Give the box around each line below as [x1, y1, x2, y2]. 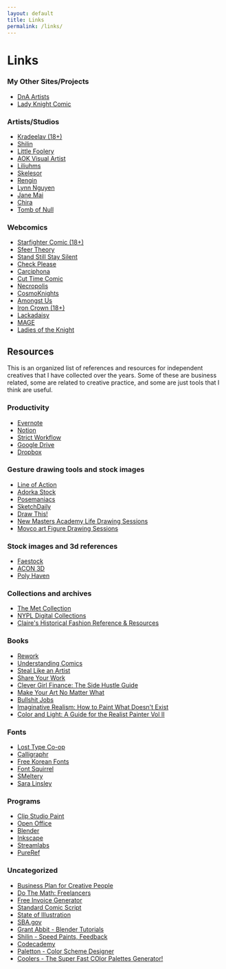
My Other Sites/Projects [7, 77, 89, 87]
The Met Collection [16, 604, 71, 613]
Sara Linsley [16, 779, 52, 788]
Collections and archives [7, 589, 92, 598]
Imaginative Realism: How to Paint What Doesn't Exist [16, 703, 169, 711]
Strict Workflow [16, 433, 62, 442]
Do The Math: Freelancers [16, 889, 91, 897]
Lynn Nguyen [16, 183, 55, 192]
